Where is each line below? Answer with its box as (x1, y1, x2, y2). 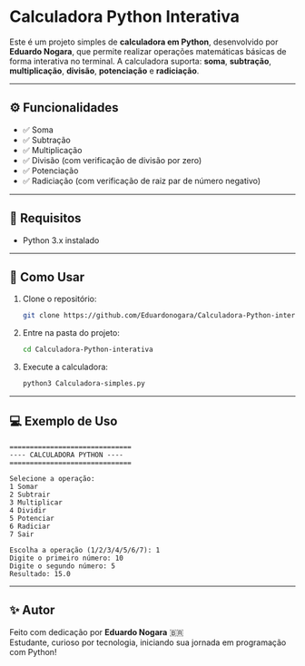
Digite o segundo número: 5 (9, 561, 116, 571)
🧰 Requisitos (9, 211, 82, 226)
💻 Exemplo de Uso (9, 414, 118, 429)
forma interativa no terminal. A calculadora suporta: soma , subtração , (9, 55, 272, 66)
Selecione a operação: (9, 474, 95, 483)
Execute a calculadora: (22, 361, 109, 373)
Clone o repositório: (22, 293, 97, 305)
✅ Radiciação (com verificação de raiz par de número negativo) (22, 175, 261, 186)
